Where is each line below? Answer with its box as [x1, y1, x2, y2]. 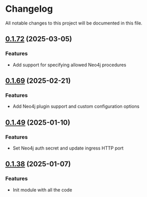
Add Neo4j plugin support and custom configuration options [12, 103, 139, 110]
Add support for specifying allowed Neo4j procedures [12, 62, 127, 68]
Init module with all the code [12, 187, 72, 193]
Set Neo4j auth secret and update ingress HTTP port [12, 145, 124, 151]
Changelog [5, 3, 53, 15]
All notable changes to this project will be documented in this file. [5, 20, 143, 26]
